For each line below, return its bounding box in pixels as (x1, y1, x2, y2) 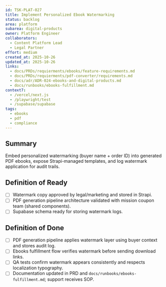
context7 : (5, 87, 26, 93)
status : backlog (5, 17, 40, 22)
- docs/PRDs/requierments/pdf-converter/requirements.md (10, 74, 133, 79)
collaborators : (5, 36, 38, 41)
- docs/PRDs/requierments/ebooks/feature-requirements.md (10, 69, 136, 74)
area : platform (5, 21, 38, 27)
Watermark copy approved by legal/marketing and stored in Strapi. (12, 192, 152, 198)
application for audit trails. (5, 163, 60, 170)
